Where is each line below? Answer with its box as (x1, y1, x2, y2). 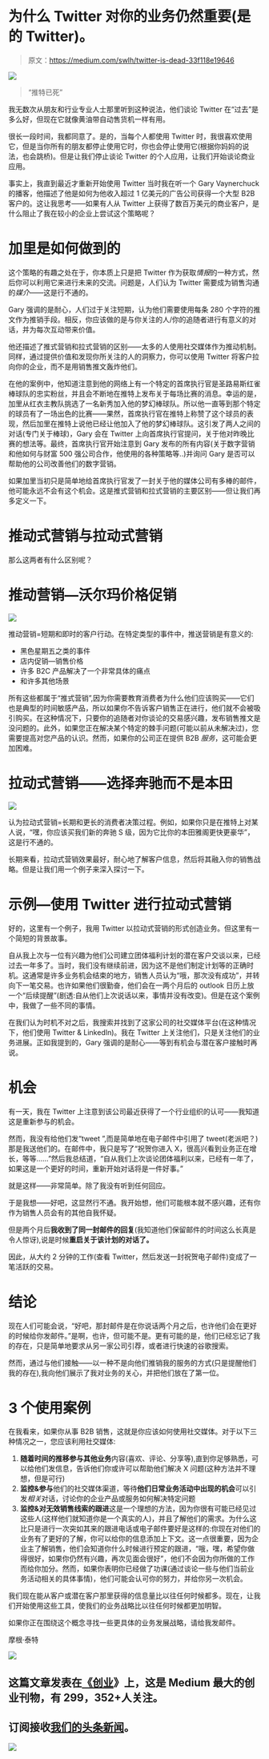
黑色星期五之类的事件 (19, 646, 90, 655)
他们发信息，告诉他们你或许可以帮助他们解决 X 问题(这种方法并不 (34, 1463, 250, 1474)
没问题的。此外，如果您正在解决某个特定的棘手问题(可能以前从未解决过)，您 (8, 723, 259, 733)
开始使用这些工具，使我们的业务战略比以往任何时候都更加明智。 (14, 1601, 226, 1611)
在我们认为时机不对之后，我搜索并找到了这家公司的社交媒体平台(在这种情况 (8, 1017, 257, 1027)
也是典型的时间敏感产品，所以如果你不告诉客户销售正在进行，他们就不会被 (8, 702, 254, 713)
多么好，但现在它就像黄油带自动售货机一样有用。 (8, 114, 170, 124)
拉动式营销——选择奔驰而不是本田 (8, 774, 234, 792)
